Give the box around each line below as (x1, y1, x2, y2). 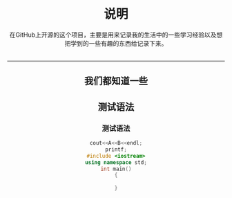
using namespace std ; (85, 159, 147, 166)
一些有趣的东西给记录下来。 (88, 39, 168, 47)
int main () (100, 165, 132, 172)
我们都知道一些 (84, 75, 148, 87)
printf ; (104, 146, 128, 153)
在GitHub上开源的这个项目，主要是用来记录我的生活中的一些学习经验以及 (9, 30, 217, 39)
